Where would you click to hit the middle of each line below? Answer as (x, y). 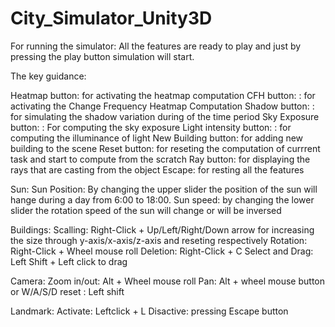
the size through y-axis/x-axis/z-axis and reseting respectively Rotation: (159, 240)
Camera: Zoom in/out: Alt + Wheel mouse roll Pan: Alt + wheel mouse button (167, 281)
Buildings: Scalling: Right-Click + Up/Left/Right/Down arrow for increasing (162, 229)
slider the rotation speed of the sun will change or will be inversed (146, 210)
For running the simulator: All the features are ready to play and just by (156, 46)
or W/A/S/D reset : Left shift (67, 291)
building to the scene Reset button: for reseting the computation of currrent (165, 148)
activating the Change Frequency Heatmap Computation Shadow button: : (162, 106)
